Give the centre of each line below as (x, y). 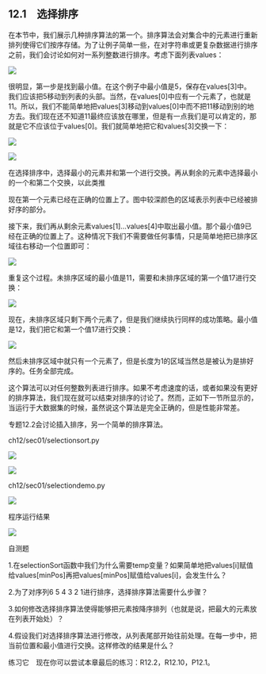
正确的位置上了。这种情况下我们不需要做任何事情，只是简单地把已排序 (136, 236)
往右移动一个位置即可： (53, 246)
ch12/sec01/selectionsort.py (54, 440)
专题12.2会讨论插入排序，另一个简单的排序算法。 (88, 424)
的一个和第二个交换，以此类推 (57, 182)
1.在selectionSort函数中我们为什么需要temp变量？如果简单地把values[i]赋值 (131, 565)
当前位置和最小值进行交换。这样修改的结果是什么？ (91, 645)
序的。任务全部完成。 (43, 370)
